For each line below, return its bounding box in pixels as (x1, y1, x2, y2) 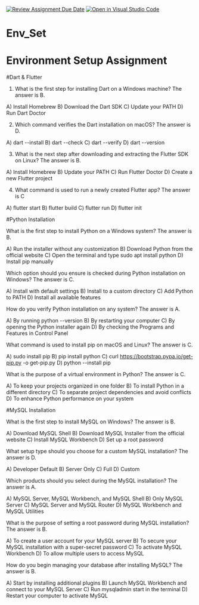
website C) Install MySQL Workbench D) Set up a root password (6, 436, 164, 443)
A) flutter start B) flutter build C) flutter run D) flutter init (6, 204, 142, 211)
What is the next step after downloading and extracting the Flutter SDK (14, 151, 189, 158)
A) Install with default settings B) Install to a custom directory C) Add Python (6, 287, 194, 295)
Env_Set (6, 27, 46, 40)
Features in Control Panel (6, 330, 69, 337)
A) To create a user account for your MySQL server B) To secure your (6, 538, 177, 545)
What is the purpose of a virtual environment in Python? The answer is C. (6, 371, 186, 378)
